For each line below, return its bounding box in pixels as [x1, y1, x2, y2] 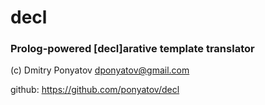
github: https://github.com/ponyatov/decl [10, 84, 180, 96]
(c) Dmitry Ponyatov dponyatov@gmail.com [10, 64, 190, 76]
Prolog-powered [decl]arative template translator [10, 42, 255, 56]
